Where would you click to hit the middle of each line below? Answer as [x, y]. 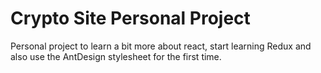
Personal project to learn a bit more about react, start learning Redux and [161, 46]
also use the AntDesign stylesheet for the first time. [116, 56]
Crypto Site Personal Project [130, 18]
